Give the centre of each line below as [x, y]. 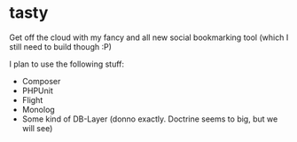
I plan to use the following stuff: [67, 64]
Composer [41, 81]
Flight [32, 99]
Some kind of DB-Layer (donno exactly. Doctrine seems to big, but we [150, 119]
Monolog [38, 109]
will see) [37, 128]
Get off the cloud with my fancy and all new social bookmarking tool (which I [149, 37]
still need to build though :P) [61, 46]
